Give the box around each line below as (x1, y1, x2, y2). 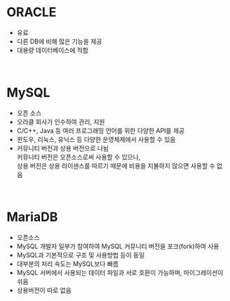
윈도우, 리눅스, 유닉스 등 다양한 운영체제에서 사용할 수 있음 (16, 135, 176, 143)
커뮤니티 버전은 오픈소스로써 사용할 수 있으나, (16, 153, 141, 161)
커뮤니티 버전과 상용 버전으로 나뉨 (16, 143, 109, 152)
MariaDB (6, 209, 58, 225)
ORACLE (6, 4, 57, 20)
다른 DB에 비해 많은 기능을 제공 (16, 37, 102, 46)
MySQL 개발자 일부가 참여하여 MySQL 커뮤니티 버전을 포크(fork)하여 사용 (16, 242, 219, 250)
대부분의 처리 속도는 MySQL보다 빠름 (16, 260, 119, 268)
